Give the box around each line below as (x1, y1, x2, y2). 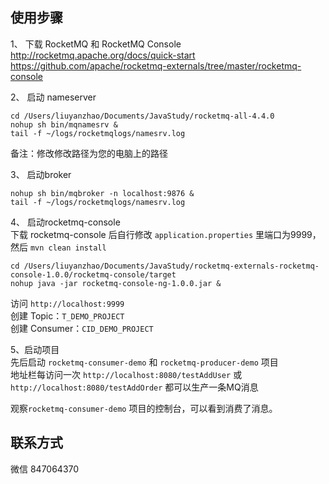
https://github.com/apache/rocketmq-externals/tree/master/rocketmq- (10, 59, 302, 72)
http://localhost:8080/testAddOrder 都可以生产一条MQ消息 (10, 381, 259, 393)
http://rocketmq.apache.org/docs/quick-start (10, 49, 196, 61)
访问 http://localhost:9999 (10, 297, 125, 309)
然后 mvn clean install (10, 241, 107, 253)
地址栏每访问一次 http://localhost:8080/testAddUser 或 (10, 368, 243, 380)
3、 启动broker (10, 168, 72, 180)
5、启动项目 (10, 343, 60, 355)
